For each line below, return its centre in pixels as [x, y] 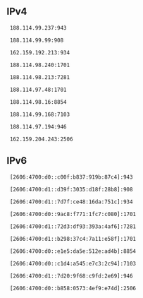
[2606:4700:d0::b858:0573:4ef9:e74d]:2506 [73, 288]
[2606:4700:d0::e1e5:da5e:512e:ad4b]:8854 [73, 251]
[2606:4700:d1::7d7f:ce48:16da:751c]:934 [71, 202]
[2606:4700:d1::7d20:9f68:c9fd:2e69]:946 [71, 276]
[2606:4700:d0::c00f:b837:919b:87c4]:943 [71, 177]
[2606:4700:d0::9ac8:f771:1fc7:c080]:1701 [73, 214]
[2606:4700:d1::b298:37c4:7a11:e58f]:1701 [73, 239]
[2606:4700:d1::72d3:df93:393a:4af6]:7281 [73, 226]
